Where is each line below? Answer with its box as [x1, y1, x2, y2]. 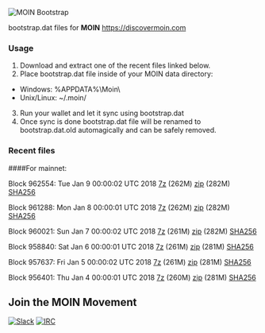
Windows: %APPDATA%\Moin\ [19, 84, 121, 95]
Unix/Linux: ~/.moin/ [19, 93, 87, 103]
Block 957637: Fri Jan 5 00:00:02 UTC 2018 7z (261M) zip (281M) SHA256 [8, 257, 252, 266]
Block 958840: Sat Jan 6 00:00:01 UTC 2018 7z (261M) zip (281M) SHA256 [8, 242, 254, 251]
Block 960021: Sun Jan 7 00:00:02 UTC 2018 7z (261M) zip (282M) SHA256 [8, 227, 257, 236]
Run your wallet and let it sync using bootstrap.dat [19, 108, 185, 118]
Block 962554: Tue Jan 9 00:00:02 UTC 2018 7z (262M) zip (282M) [8, 179, 231, 188]
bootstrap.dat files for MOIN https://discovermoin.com [8, 23, 186, 32]
